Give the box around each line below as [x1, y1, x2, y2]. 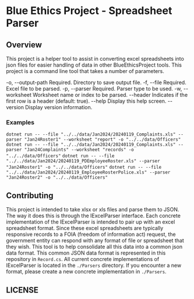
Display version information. [25, 104, 93, 110]
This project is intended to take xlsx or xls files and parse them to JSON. [6, 206, 179, 213]
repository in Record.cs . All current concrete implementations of [6, 256, 160, 263]
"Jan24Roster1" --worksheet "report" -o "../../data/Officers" [24, 137, 181, 142]
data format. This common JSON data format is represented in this [6, 249, 166, 256]
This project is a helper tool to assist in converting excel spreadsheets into [6, 55, 185, 62]
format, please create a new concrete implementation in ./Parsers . [6, 268, 167, 275]
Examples [6, 118, 35, 126]
